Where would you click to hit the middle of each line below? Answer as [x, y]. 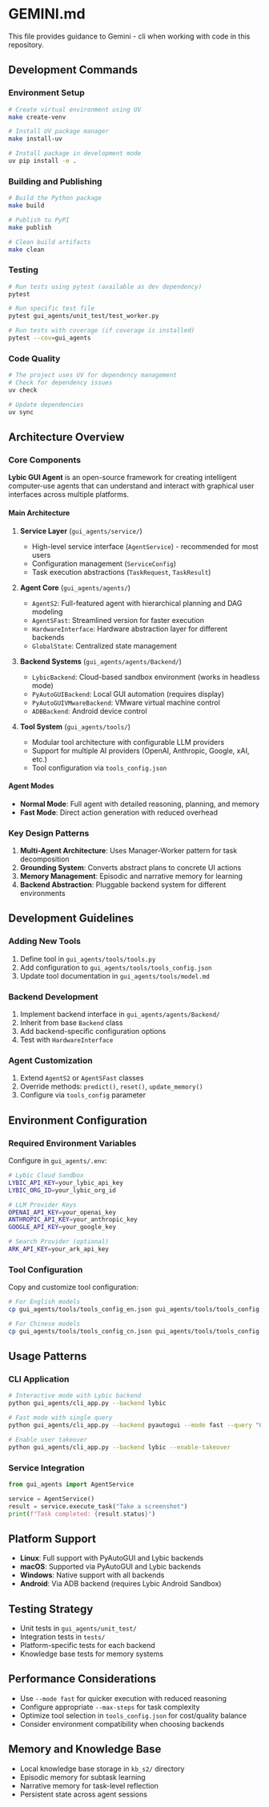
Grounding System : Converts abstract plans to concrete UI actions [130, 868]
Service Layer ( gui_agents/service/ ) [81, 531]
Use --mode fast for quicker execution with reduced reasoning [123, 1698]
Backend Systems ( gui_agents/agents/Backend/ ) [101, 661]
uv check [23, 390]
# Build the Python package [55, 198]
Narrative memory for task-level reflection [89, 1785]
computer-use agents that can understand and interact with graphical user [131, 486]
